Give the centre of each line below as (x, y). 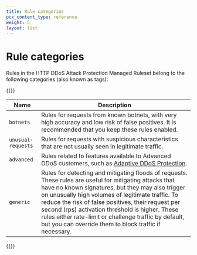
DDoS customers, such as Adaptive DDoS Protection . (114, 164)
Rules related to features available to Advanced (106, 156)
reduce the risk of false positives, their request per (111, 202)
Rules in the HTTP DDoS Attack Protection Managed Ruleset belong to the (96, 73)
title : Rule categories (35, 11)
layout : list (22, 28)
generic (20, 202)
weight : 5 (18, 22)
